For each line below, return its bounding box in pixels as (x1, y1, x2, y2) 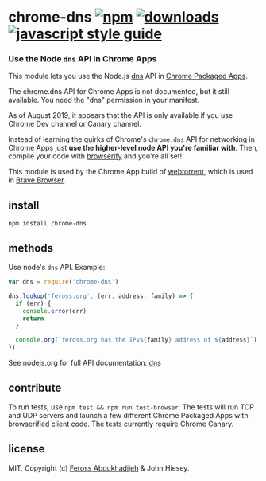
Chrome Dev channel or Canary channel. (8, 119, 141, 129)
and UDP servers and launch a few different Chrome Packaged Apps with (8, 410, 249, 420)
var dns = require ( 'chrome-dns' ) (8, 278, 119, 286)
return (22, 315, 44, 323)
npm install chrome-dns (8, 220, 87, 228)
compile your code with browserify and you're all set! (8, 151, 183, 161)
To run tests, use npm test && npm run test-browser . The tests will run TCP (8, 402, 254, 412)
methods (8, 241, 54, 255)
